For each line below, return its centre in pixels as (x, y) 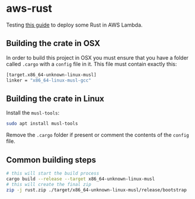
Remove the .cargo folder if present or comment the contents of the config (98, 135)
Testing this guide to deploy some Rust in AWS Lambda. (74, 25)
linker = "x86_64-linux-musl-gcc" (49, 80)
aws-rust (29, 9)
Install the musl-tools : (33, 113)
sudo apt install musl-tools (42, 124)
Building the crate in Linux (55, 98)
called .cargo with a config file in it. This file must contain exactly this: (92, 64)
